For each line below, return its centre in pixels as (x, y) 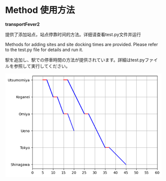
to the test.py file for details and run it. (44, 50)
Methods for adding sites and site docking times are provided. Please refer (82, 44)
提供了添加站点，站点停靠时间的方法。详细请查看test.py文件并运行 (73, 34)
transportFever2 (22, 24)
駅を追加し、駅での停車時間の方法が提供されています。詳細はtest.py (75, 60)
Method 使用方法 (40, 10)
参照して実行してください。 (42, 66)
